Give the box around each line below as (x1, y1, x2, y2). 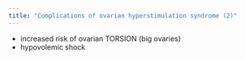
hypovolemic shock (19, 42, 86, 52)
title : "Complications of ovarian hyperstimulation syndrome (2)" (8, 11, 238, 20)
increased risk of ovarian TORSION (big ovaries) (19, 34, 181, 43)
